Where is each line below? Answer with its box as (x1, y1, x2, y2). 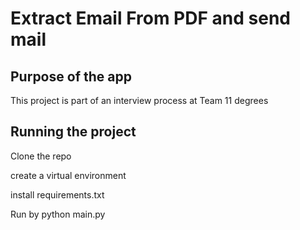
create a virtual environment (10, 169, 127, 181)
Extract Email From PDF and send (10, 7, 291, 30)
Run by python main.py (10, 208, 106, 220)
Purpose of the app (10, 68, 132, 85)
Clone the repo (10, 150, 72, 162)
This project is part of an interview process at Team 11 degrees (10, 95, 269, 106)
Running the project (10, 123, 137, 141)
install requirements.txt (10, 188, 105, 201)
